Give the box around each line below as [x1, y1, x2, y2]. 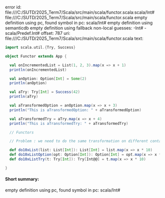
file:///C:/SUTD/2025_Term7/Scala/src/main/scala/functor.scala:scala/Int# [5, 9, 155, 15]
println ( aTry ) [9, 94, 38, 99]
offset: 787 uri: [41, 30, 70, 36]
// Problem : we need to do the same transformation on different [9, 139, 148, 144]
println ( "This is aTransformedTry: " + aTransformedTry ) [9, 121, 129, 126]
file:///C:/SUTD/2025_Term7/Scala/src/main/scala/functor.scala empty [5, 15, 147, 20]
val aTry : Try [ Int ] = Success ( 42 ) [9, 89, 80, 95]
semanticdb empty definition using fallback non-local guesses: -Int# [5, 25, 143, 31]
